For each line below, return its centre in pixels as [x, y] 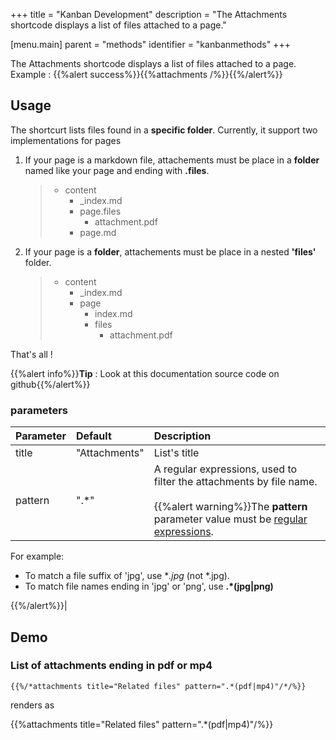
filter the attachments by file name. [235, 482]
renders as [32, 705]
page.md [98, 232]
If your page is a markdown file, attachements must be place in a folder [172, 160]
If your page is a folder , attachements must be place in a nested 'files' [170, 251]
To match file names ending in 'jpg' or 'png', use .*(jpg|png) [149, 586]
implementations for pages [66, 140]
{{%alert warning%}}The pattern [230, 507]
